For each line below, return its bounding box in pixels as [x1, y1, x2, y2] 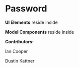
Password [5, 3, 47, 14]
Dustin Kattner [5, 58, 35, 64]
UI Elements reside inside [5, 19, 58, 25]
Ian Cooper [5, 48, 28, 54]
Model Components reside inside [5, 29, 75, 35]
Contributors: [5, 38, 34, 45]
